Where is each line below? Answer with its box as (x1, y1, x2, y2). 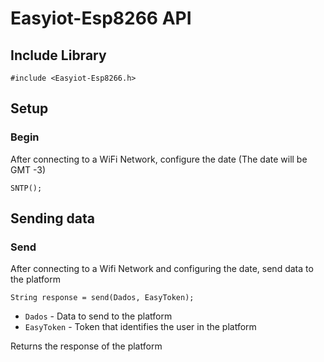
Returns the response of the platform (10, 340, 163, 352)
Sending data (10, 210, 95, 227)
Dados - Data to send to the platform (24, 310, 173, 322)
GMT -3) (10, 163, 47, 176)
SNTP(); (10, 183, 43, 193)
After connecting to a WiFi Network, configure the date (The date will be (10, 153, 308, 165)
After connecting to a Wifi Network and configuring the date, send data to (10, 263, 314, 275)
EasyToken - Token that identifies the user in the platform (24, 321, 257, 333)
